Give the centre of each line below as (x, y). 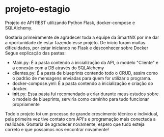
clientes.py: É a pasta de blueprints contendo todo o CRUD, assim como (85, 73)
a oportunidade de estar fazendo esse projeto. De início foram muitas (75, 42)
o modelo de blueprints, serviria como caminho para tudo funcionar (81, 99)
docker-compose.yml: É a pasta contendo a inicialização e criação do (83, 83)
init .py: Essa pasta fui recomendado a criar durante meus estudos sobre (85, 94)
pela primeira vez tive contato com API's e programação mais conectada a (81, 119)
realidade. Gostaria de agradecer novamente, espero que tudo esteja (75, 124)
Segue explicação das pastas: (35, 53)
